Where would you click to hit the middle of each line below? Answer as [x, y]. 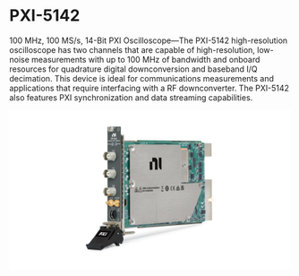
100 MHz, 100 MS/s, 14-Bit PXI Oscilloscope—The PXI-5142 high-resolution [149, 40]
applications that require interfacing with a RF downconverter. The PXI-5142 [149, 88]
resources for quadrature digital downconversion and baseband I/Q [133, 69]
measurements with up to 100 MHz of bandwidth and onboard [145, 59]
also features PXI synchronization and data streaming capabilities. [131, 97]
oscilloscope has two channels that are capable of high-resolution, [132, 49]
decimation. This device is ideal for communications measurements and [142, 78]
